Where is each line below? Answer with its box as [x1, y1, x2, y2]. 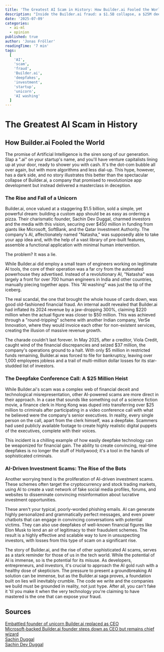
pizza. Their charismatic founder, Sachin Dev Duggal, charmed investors [5, 216, 151, 222]
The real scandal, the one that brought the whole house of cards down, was [5, 296, 158, 302]
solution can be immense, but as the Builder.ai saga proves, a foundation [5, 573, 151, 579]
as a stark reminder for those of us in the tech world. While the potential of [5, 552, 155, 558]
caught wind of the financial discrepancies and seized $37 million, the [5, 342, 146, 348]
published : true [5, 35, 38, 40]
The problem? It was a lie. [5, 252, 57, 257]
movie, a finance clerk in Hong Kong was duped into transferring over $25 [5, 401, 155, 408]
